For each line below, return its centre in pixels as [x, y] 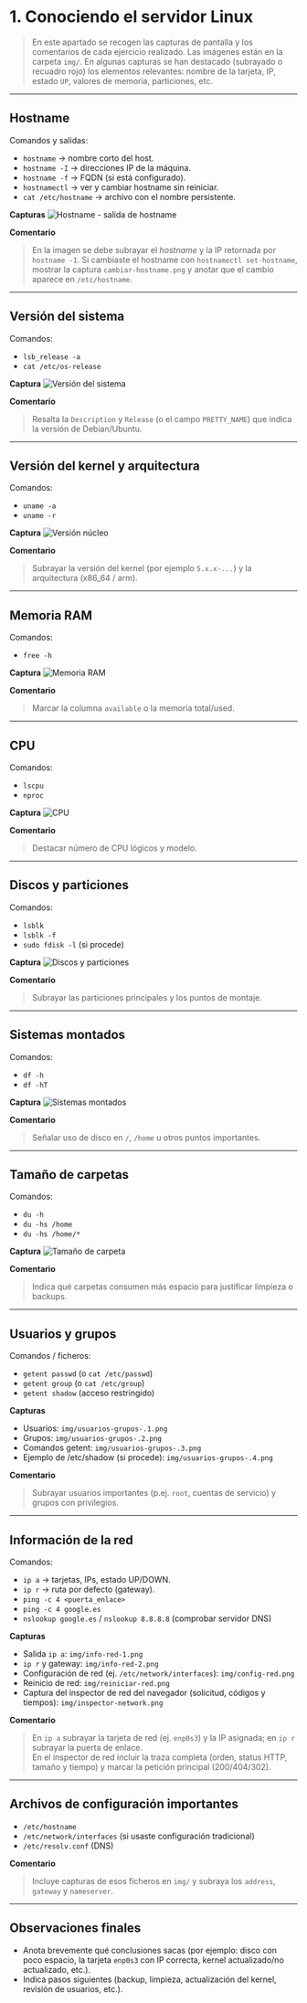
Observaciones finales [75, 1929]
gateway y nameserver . [73, 1891]
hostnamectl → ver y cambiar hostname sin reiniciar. [121, 187]
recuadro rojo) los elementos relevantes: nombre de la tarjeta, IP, [153, 71]
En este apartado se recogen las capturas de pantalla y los [142, 42]
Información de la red [72, 1540]
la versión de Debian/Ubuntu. [87, 429]
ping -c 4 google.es [62, 1610]
